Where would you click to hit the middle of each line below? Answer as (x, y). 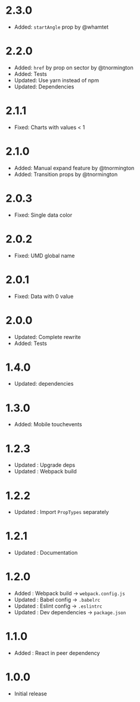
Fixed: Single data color (43, 215)
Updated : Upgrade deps (45, 465)
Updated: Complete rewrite (47, 337)
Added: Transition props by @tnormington (66, 174)
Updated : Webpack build (45, 472)
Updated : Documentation (46, 553)
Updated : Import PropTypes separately (61, 512)
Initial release (30, 694)
